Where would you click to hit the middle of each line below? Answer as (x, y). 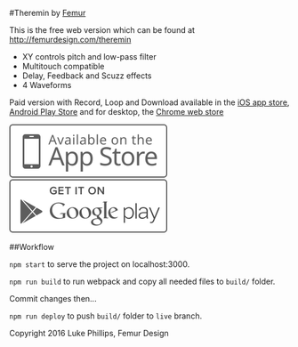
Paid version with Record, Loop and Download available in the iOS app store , (149, 102)
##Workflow (32, 247)
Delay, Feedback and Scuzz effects (87, 76)
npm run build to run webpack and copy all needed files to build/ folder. (142, 281)
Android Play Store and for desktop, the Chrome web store (117, 112)
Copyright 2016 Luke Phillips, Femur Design (89, 333)
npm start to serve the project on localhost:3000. (100, 264)
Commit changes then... (53, 299)
